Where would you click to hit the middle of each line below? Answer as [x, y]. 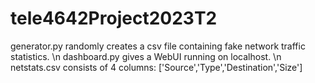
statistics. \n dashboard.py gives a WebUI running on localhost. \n [146, 56]
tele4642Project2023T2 [114, 18]
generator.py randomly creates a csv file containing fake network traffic [158, 46]
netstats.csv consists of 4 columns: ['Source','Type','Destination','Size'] [156, 67]
